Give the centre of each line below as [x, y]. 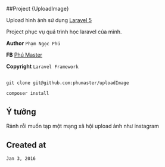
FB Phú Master [24, 55]
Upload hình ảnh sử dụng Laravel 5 [49, 20]
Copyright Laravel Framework [42, 66]
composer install [28, 94]
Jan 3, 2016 [21, 159]
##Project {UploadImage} [38, 9]
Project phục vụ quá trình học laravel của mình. [64, 32]
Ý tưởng [21, 112]
